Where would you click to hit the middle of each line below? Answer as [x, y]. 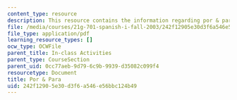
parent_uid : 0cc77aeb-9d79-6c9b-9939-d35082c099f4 [83, 66]
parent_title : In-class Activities [60, 54]
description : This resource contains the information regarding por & [113, 20]
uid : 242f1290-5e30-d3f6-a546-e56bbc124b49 [72, 86]
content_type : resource [42, 14]
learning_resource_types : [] [50, 40]
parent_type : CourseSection [49, 60]
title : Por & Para [34, 79]
